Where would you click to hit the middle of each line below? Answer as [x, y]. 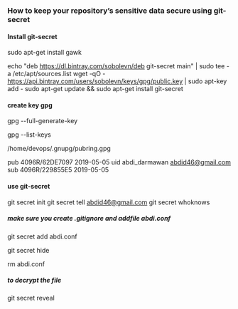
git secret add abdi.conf [42, 236]
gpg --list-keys [29, 135]
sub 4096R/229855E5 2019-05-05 [58, 170]
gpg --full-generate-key [43, 121]
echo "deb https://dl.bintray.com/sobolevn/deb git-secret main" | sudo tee [116, 66]
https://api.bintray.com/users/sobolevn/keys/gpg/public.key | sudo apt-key [117, 81]
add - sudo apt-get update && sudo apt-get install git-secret [95, 89]
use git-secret [29, 186]
